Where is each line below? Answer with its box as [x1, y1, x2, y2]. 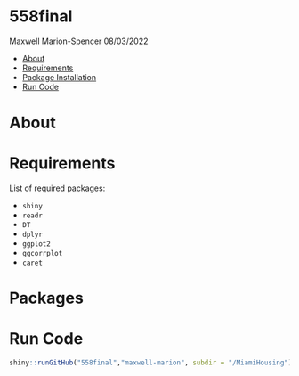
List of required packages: [9, 183, 106, 193]
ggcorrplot [21, 249, 63, 258]
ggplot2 [21, 240, 51, 249]
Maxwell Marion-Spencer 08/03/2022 [9, 36, 149, 46]
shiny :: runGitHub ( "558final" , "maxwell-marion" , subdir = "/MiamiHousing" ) [9, 358, 293, 367]
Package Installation [21, 71, 97, 82]
